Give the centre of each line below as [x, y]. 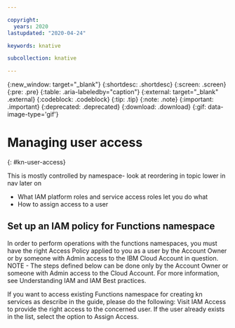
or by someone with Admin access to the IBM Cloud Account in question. [113, 258]
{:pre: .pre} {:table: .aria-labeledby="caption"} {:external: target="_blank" [113, 92]
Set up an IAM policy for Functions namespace [111, 227]
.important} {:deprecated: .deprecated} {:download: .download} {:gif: [107, 107]
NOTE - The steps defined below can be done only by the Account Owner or [118, 265]
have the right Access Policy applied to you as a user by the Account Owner [117, 251]
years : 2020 [31, 26]
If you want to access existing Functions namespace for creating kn [105, 294]
